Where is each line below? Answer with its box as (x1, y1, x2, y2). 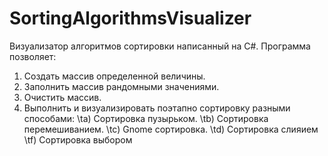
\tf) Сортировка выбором (23, 133, 133, 146)
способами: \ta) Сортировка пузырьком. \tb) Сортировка (23, 112, 269, 124)
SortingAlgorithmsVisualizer (9, 7, 252, 30)
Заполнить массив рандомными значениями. (23, 80, 220, 92)
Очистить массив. (23, 91, 102, 103)
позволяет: (9, 50, 57, 62)
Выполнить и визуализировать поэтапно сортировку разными (23, 102, 291, 114)
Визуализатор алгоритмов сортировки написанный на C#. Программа (9, 40, 311, 52)
